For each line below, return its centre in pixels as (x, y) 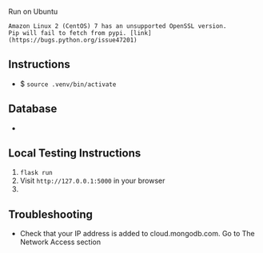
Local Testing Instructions (75, 154)
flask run (36, 173)
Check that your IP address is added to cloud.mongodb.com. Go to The (137, 234)
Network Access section (60, 242)
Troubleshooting (51, 214)
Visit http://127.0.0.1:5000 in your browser (92, 181)
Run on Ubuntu (33, 12)
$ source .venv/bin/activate (68, 84)
